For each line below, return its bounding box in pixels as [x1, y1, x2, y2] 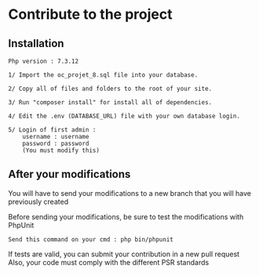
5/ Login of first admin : [8, 126, 97, 134]
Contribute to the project [8, 5, 173, 24]
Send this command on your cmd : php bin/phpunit [8, 235, 174, 244]
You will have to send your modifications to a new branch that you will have [8, 188, 252, 197]
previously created [8, 197, 69, 206]
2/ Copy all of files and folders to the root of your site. [8, 85, 213, 92]
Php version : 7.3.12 [8, 57, 79, 65]
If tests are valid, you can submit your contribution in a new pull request [8, 249, 240, 259]
